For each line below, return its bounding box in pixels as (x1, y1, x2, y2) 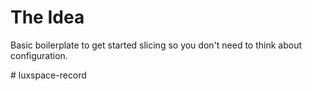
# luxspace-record (10, 69, 87, 81)
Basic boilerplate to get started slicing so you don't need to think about (10, 39, 302, 51)
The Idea (10, 6, 85, 29)
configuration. (10, 49, 68, 61)
